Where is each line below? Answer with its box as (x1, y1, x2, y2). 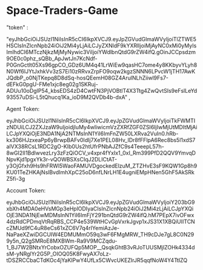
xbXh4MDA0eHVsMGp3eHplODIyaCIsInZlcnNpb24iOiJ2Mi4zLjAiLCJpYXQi (6, 204, 194, 212)
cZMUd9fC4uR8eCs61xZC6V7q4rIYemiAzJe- (6, 224, 120, 231)
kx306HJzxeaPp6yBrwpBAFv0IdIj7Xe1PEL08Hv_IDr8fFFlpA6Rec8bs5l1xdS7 (6, 136, 196, 143)
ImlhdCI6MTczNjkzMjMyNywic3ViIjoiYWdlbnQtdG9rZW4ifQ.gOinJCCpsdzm (6, 48, 196, 55)
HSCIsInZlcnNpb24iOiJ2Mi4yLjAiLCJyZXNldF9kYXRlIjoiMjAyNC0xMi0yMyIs (6, 42, 197, 49)
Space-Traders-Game (6, 4, 119, 18)
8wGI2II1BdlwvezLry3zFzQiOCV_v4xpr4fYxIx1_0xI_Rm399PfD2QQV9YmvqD (6, 149, 196, 157)
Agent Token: (6, 105, 40, 112)
